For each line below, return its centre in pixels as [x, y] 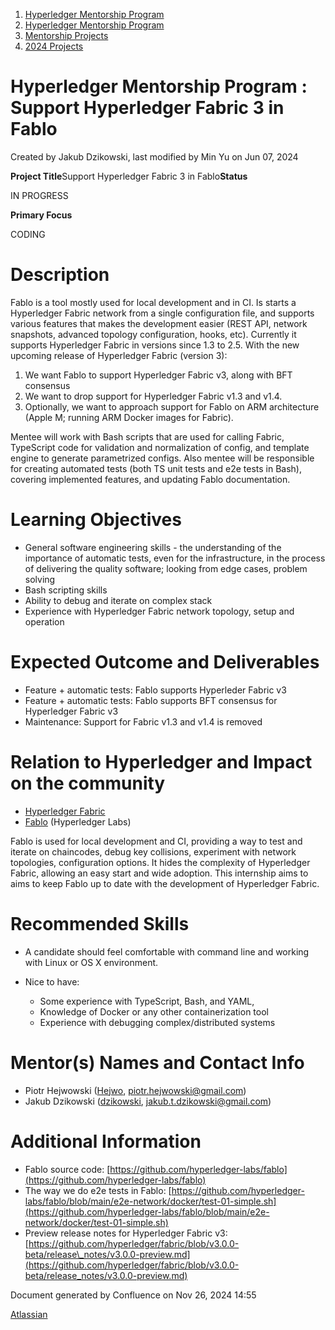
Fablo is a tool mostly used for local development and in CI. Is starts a [153, 302]
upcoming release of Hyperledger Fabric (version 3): [119, 355]
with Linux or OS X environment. [91, 962]
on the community [88, 783]
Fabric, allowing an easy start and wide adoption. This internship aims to [159, 873]
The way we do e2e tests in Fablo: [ [98, 1190]
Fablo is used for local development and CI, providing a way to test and [156, 841]
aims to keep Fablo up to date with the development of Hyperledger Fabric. [165, 883]
